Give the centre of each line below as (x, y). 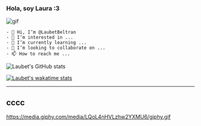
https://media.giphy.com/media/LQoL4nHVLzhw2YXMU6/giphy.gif (89, 117)
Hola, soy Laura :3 (33, 8)
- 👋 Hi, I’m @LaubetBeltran (41, 32)
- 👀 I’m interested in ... (40, 38)
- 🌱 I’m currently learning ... (46, 43)
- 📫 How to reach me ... (38, 54)
